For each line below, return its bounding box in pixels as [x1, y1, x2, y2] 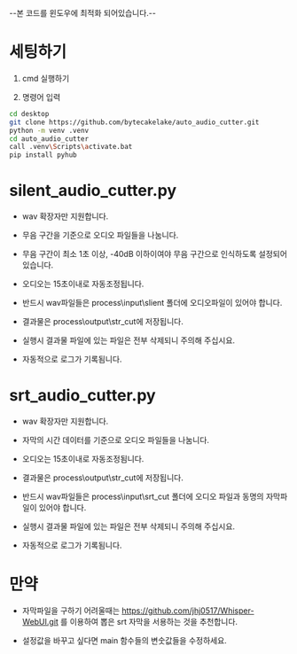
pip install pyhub [9, 151, 77, 160]
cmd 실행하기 [21, 73, 70, 83]
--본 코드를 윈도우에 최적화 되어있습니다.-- [9, 8, 157, 18]
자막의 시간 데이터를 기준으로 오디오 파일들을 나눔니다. [21, 435, 210, 446]
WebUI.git [21, 617, 59, 627]
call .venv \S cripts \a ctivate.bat [9, 143, 133, 152]
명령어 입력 [21, 91, 61, 102]
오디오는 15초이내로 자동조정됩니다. [21, 278, 145, 290]
